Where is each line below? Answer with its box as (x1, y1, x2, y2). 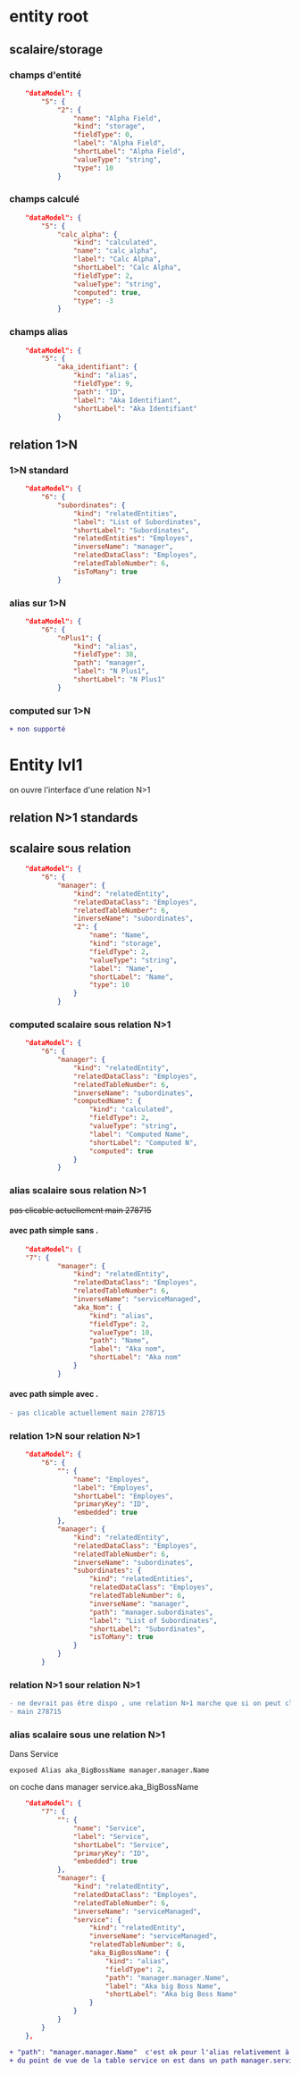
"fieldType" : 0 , (72, 130, 134, 139)
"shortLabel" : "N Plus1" (72, 675, 166, 684)
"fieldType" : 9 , (72, 380, 134, 389)
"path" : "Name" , (88, 1336, 150, 1345)
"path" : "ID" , (72, 387, 126, 397)
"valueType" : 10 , (88, 1328, 154, 1337)
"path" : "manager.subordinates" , (88, 1608, 214, 1617)
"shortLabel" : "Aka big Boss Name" (104, 1990, 238, 1999)
